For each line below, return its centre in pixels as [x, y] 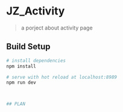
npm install [21, 66]
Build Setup [28, 47]
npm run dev [21, 82]
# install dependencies [36, 61]
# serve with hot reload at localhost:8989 [62, 77]
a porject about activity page [57, 28]
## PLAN [16, 104]
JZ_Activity [36, 11]
